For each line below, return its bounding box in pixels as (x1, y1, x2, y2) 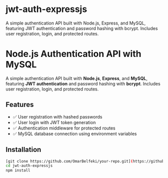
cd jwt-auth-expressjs (5, 163, 53, 168)
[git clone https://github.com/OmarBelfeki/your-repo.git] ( (5, 158, 134, 163)
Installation (5, 145, 41, 154)
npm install (5, 168, 30, 173)
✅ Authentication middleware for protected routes (12, 125, 116, 131)
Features (5, 100, 34, 109)
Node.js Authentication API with (5, 48, 142, 59)
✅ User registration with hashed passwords (12, 113, 103, 119)
